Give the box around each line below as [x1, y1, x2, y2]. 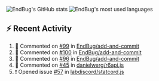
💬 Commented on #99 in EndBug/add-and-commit [14, 42, 139, 49]
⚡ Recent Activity [6, 24, 72, 34]
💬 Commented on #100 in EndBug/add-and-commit [14, 48, 142, 56]
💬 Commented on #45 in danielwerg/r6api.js [14, 61, 124, 68]
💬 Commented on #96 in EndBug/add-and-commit [14, 55, 139, 62]
